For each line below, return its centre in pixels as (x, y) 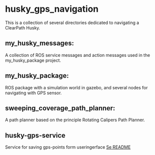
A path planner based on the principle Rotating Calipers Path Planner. (75, 120)
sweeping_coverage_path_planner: (60, 108)
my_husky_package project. (33, 60)
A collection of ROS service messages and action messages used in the (78, 55)
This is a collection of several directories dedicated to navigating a (72, 23)
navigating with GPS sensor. (34, 93)
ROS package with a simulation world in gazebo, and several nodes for (77, 87)
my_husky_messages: (40, 43)
